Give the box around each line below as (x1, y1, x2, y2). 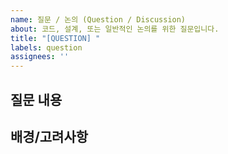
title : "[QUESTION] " (10, 33, 101, 43)
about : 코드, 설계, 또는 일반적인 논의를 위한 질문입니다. (10, 24, 220, 34)
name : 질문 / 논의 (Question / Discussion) (10, 14, 187, 25)
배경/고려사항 (10, 128, 89, 145)
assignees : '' (10, 52, 70, 62)
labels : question (10, 42, 83, 53)
